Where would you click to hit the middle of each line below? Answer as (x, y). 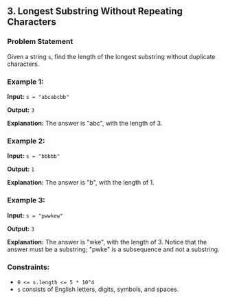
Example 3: (26, 200)
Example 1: (25, 82)
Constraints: (29, 267)
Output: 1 (21, 169)
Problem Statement (40, 42)
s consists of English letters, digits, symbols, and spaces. (98, 289)
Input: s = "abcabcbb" (38, 96)
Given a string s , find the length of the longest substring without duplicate (111, 56)
